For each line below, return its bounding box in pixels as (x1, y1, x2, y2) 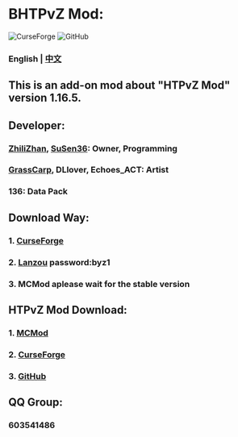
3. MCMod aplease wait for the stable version (8, 278, 190, 289)
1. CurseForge (8, 235, 65, 246)
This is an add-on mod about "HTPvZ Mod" (8, 78, 231, 93)
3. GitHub (8, 370, 47, 381)
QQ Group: (8, 396, 63, 410)
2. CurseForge (8, 348, 66, 360)
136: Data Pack (8, 186, 69, 198)
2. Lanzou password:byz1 (8, 256, 111, 268)
